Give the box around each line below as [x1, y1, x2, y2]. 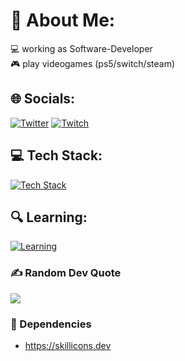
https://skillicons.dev [24, 339, 112, 351]
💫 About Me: [10, 9, 116, 32]
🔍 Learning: [10, 209, 88, 226]
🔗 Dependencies [10, 317, 92, 331]
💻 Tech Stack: [10, 147, 103, 164]
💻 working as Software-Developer [10, 42, 153, 54]
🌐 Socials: [10, 90, 76, 108]
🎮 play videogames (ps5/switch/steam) [10, 57, 176, 69]
